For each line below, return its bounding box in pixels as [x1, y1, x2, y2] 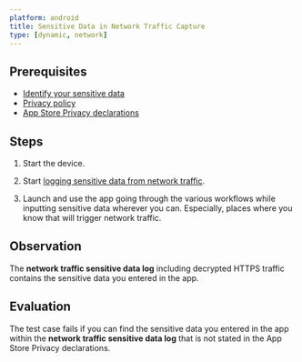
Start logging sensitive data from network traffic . [22, 176, 206, 186]
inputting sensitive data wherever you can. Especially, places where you [22, 203, 293, 214]
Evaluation [9, 299, 71, 315]
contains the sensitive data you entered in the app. [9, 272, 199, 283]
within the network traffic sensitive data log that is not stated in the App [9, 333, 282, 344]
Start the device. [22, 158, 86, 168]
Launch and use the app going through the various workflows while [22, 193, 276, 204]
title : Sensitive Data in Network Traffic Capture [9, 22, 206, 31]
